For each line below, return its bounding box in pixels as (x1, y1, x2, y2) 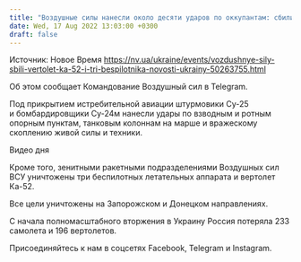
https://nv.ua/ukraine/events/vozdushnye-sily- (103, 55, 275, 65)
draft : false (9, 30, 58, 39)
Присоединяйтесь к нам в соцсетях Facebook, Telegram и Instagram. (9, 243, 272, 254)
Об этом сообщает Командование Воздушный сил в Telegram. (9, 82, 248, 92)
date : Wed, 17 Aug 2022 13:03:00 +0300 (9, 22, 159, 31)
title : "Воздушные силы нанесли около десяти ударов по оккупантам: (9, 13, 271, 22)
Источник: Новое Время (9, 55, 102, 65)
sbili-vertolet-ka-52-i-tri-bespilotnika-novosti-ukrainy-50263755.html (9, 64, 267, 74)
